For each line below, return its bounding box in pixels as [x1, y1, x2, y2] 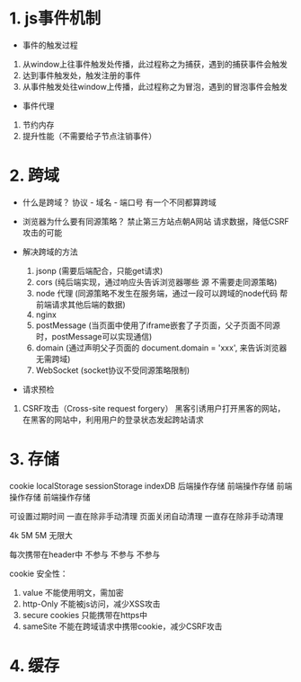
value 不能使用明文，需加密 [22, 587, 124, 598]
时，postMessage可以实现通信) [35, 331, 153, 341]
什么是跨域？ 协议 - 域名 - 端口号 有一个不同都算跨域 [22, 197, 217, 208]
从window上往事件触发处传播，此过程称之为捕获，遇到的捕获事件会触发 [22, 58, 288, 69]
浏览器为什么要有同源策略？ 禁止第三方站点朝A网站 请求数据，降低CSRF [22, 216, 289, 226]
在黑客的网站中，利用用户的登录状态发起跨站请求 [22, 414, 204, 425]
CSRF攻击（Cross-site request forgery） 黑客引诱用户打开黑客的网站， [22, 403, 286, 413]
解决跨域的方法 [22, 246, 78, 257]
